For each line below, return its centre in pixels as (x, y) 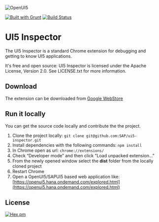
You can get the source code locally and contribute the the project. (73, 126)
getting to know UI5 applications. (39, 56)
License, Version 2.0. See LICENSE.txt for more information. (66, 71)
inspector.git (27, 140)
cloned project (27, 166)
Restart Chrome (28, 171)
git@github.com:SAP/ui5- (111, 136)
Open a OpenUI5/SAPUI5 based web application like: (66, 177)
